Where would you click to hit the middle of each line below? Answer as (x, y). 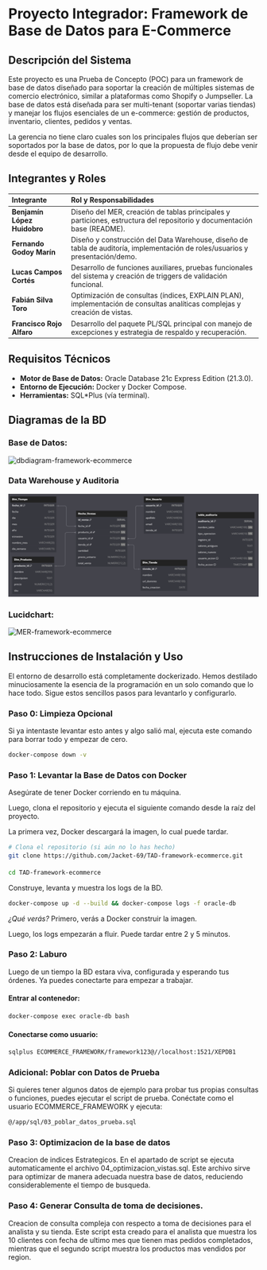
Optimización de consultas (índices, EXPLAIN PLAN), (157, 296)
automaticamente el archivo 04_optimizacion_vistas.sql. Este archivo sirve (129, 1168)
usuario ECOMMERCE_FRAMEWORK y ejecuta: (85, 1107)
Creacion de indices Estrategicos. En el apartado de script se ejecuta (121, 1160)
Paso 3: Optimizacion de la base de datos (89, 1143)
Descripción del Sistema (70, 60)
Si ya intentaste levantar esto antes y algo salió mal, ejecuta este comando (130, 730)
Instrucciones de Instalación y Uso (96, 657)
